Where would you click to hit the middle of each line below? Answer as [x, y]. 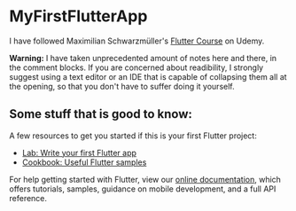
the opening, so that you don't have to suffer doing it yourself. [122, 86]
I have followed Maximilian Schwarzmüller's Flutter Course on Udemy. [137, 41]
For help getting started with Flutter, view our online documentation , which [145, 179]
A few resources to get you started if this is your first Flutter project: [133, 136]
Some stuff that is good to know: [101, 114]
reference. [28, 198]
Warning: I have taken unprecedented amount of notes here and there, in [143, 58]
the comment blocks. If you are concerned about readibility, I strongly [136, 67]
